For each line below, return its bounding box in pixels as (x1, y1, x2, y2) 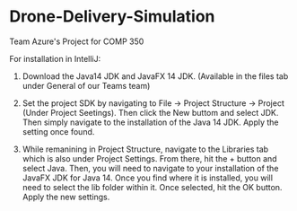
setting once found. (22, 126, 95, 136)
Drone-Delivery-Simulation (9, 6, 215, 27)
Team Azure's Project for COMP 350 (9, 36, 144, 47)
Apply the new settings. (22, 191, 110, 202)
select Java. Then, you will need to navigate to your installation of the (22, 163, 279, 173)
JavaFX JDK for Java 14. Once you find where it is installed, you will (22, 172, 274, 183)
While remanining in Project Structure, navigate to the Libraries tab (22, 144, 269, 154)
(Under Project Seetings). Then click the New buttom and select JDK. (22, 107, 279, 118)
